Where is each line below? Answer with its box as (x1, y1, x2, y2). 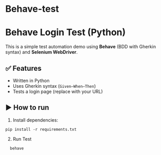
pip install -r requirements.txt (5, 127, 77, 132)
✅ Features (5, 64, 42, 72)
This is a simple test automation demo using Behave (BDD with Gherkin (5, 44, 156, 50)
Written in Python (12, 77, 50, 84)
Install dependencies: (12, 117, 58, 123)
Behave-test (5, 3, 59, 15)
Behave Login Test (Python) (5, 27, 126, 38)
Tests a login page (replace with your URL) (12, 88, 103, 94)
